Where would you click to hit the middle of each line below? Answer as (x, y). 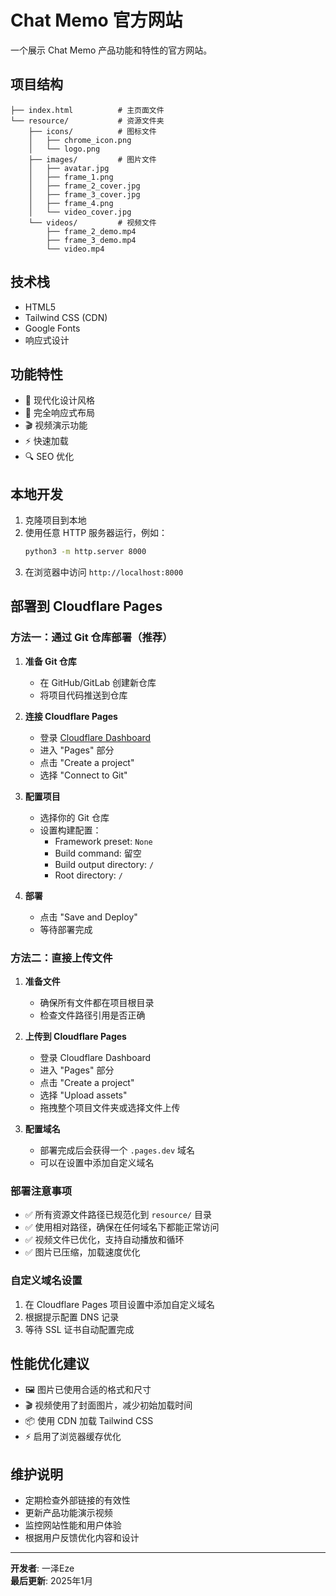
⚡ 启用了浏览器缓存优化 (73, 1437)
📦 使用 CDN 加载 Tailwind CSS (89, 1421)
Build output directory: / (104, 864)
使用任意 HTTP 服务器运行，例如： (96, 533)
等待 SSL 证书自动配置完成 (79, 1329)
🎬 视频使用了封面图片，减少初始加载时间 (108, 1405)
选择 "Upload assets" (83, 1095)
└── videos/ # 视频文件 (92, 222)
